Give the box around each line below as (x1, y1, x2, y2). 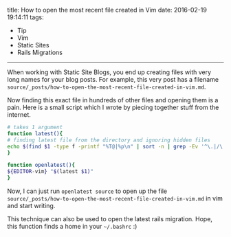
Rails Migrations (16, 48, 63, 56)
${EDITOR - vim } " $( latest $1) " (7, 168, 94, 175)
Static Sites (16, 41, 49, 49)
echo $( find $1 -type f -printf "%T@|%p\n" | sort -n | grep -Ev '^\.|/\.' (7, 143, 229, 150)
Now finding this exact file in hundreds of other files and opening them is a (7, 96, 219, 104)
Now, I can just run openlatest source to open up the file (7, 187, 167, 195)
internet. (7, 111, 31, 119)
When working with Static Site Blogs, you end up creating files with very (7, 68, 212, 76)
